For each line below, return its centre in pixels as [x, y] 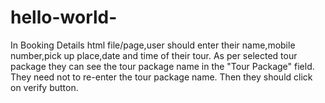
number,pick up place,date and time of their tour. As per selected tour [154, 55]
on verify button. [44, 87]
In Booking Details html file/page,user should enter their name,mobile [153, 45]
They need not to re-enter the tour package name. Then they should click [161, 77]
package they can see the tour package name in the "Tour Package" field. [162, 66]
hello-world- [64, 17]
